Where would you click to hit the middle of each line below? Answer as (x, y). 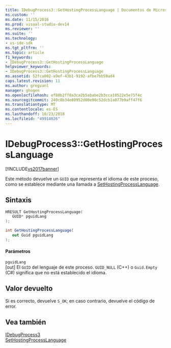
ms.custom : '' (20, 15)
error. (11, 306)
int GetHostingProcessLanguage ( (39, 230)
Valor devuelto (29, 289)
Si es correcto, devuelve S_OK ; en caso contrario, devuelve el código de (80, 301)
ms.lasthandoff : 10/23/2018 (35, 114)
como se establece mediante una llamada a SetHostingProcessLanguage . (82, 184)
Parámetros (18, 251)
